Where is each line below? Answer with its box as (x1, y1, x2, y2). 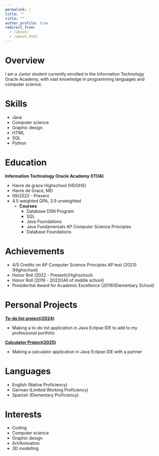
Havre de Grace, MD (12, 188, 53, 193)
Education (5, 157, 47, 168)
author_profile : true (5, 20, 49, 26)
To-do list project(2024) (5, 315, 55, 321)
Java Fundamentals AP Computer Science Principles (26, 223, 131, 229)
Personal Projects (5, 299, 78, 310)
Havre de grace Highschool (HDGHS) (12, 182, 87, 188)
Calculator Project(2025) (5, 339, 57, 345)
